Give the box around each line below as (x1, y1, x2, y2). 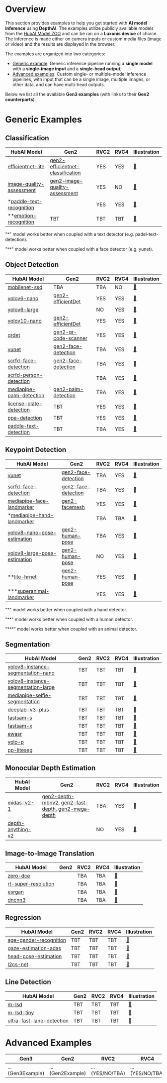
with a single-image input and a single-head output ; (12, 66, 122, 72)
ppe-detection (7, 414, 42, 421)
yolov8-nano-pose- (7, 529, 57, 536)
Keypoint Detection (5, 445, 66, 454)
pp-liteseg (7, 747, 33, 754)
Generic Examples (5, 114, 82, 125)
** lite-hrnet (7, 573, 37, 580)
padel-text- (135, 231, 159, 237)
